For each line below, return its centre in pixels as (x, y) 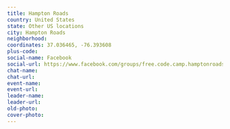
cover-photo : (26, 115)
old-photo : (23, 109)
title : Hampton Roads (38, 13)
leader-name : (26, 96)
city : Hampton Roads (37, 32)
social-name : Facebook (39, 58)
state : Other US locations (46, 26)
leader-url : (24, 102)
